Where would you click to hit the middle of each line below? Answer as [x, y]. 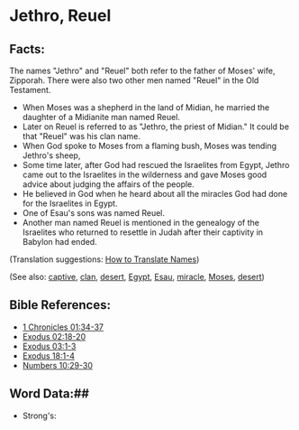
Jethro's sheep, [51, 155]
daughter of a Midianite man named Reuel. [101, 117]
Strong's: [39, 416]
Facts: [27, 49]
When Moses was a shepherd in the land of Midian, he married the [146, 107]
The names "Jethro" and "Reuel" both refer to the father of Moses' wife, [142, 70]
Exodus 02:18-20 [54, 336]
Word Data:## [50, 394]
